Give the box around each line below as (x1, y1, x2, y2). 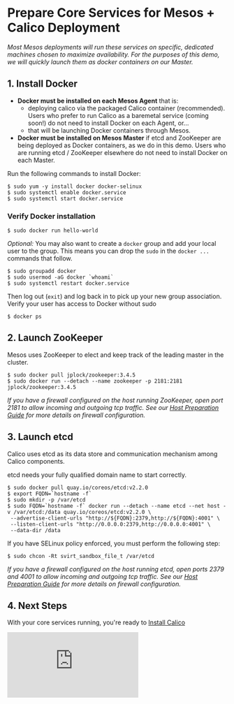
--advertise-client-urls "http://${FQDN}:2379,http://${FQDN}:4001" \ (10, 515, 220, 522)
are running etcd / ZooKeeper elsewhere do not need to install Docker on (17, 148, 228, 156)
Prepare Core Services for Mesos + (7, 5, 215, 21)
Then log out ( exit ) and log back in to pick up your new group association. (7, 292, 222, 301)
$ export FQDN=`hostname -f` (7, 490, 92, 497)
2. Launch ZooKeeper (7, 332, 103, 344)
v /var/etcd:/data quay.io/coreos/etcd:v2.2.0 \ (7, 508, 152, 515)
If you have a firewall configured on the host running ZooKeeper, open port (7, 396, 224, 404)
